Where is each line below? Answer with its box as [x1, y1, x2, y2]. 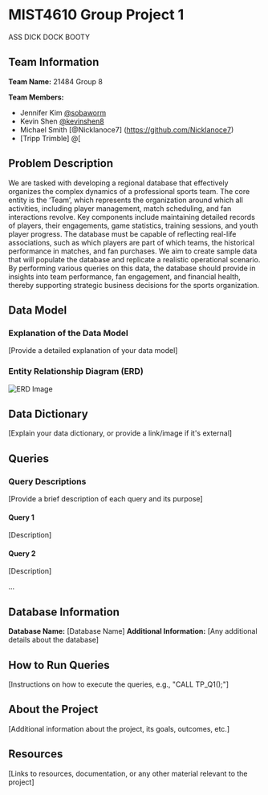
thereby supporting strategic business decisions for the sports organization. [8, 280, 259, 290]
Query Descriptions [8, 476, 87, 487]
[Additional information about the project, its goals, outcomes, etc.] [8, 724, 230, 733]
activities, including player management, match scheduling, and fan [8, 203, 232, 213]
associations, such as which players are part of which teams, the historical [8, 237, 255, 247]
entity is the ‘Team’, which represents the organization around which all [8, 195, 243, 205]
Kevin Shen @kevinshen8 [19, 116, 104, 126]
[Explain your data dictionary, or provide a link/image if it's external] [8, 428, 233, 438]
